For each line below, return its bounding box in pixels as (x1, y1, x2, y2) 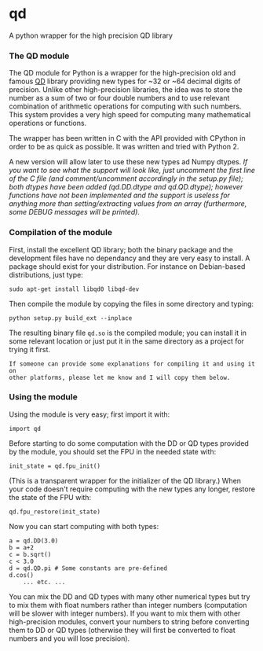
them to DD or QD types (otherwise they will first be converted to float (9, 625, 236, 634)
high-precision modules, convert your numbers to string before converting (9, 616, 250, 626)
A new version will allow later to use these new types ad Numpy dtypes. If (9, 157, 248, 167)
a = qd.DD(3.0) (9, 536, 59, 545)
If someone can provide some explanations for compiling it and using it (9, 359, 256, 368)
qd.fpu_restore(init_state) (9, 508, 101, 516)
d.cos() (9, 571, 35, 579)
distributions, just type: (9, 270, 83, 279)
